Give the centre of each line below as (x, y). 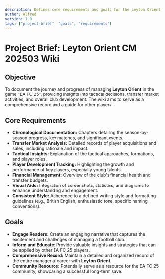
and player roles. (29, 159)
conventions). (26, 206)
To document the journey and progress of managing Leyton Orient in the (80, 89)
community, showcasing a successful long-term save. (67, 271)
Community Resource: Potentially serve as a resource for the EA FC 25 (85, 266)
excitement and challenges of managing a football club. (69, 239)
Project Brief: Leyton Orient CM (71, 48)
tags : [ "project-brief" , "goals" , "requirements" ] (58, 24)
